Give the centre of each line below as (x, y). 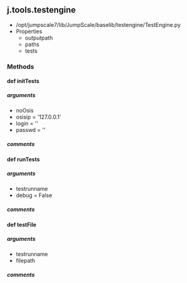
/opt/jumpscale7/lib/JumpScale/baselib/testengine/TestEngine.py (98, 24)
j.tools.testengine (41, 10)
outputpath (39, 38)
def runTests (24, 160)
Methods (20, 67)
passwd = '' (31, 130)
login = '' (27, 123)
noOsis (25, 111)
